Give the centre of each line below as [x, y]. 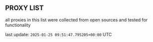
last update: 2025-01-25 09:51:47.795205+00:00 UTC [59, 34]
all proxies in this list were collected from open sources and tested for [76, 20]
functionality [18, 25]
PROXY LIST [24, 8]
